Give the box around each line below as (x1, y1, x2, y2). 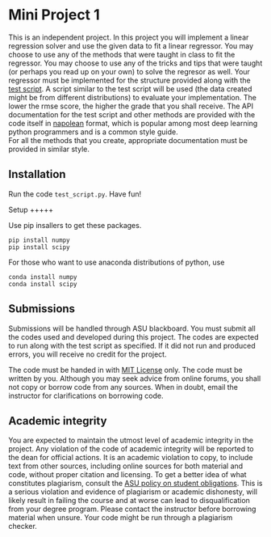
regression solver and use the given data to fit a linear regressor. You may (8, 40, 254, 50)
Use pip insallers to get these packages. (8, 220, 142, 230)
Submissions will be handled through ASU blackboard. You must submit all (8, 323, 256, 333)
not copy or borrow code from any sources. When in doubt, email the (8, 382, 238, 391)
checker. (8, 522, 38, 531)
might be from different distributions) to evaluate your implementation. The (8, 92, 256, 102)
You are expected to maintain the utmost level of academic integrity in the (8, 435, 254, 446)
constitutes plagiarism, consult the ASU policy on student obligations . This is (8, 479, 263, 488)
